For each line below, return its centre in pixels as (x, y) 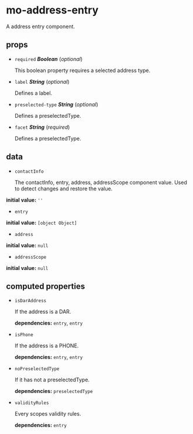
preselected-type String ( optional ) (56, 104)
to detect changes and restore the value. (63, 189)
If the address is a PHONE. (46, 346)
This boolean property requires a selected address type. (82, 70)
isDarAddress (30, 301)
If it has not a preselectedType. (52, 380)
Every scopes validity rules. (48, 414)
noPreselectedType (37, 369)
